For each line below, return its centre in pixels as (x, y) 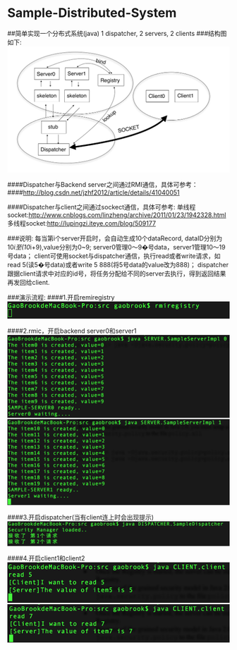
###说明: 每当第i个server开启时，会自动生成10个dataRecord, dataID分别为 (115, 238)
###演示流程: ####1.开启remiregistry (61, 297)
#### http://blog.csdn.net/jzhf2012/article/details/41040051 (93, 192)
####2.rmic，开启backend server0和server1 (72, 331)
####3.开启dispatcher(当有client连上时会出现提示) (80, 517)
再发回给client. (29, 282)
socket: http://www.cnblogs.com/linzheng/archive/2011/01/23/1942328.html (117, 215)
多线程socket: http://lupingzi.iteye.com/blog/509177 (82, 223)
